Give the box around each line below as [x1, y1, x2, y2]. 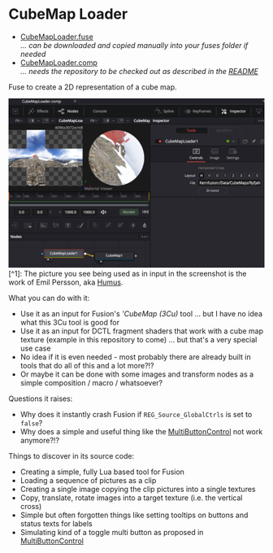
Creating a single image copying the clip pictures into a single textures [19, 485, 256, 494]
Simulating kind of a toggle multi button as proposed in [19, 528, 204, 538]
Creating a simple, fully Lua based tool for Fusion [19, 467, 185, 477]
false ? [19, 418, 43, 428]
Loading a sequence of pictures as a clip [19, 476, 157, 486]
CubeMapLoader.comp [19, 58, 97, 67]
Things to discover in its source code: [8, 451, 135, 461]
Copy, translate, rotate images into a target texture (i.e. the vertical [19, 493, 243, 503]
